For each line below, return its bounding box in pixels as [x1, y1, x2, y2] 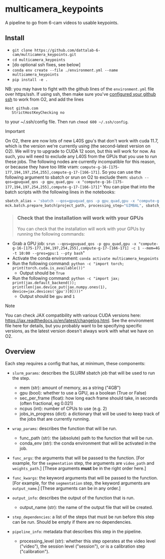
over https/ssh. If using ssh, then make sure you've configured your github [5, 91, 156, 97]
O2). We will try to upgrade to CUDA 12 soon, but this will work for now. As [5, 148, 156, 154]
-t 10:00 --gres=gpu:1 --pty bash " [12, 250, 85, 256]
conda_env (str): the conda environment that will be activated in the [19, 440, 156, 446]
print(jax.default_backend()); [12, 280, 77, 285]
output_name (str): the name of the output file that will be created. [19, 504, 153, 510]
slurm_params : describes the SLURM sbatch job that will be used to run [12, 370, 155, 376]
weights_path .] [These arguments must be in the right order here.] [12, 465, 146, 471]
